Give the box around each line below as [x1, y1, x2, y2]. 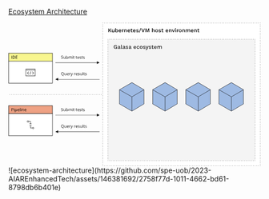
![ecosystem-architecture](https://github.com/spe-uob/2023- [8, 165, 212, 175]
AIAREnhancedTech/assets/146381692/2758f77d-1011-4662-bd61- [8, 174, 230, 184]
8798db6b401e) [8, 183, 62, 193]
